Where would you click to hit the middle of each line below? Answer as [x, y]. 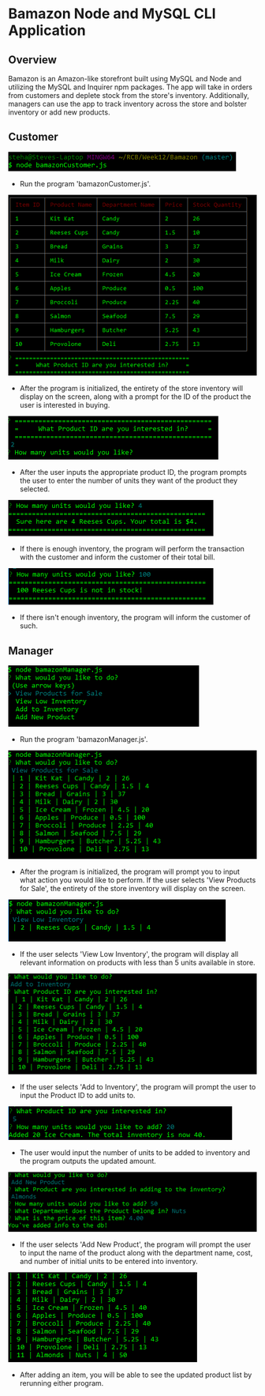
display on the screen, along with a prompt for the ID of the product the [135, 397]
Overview [33, 60]
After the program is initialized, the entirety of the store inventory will [131, 389]
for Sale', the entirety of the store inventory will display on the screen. [132, 889]
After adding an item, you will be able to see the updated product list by [136, 1375]
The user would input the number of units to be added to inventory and [135, 1153]
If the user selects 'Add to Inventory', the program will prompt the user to [138, 1087]
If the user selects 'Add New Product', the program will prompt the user [135, 1244]
